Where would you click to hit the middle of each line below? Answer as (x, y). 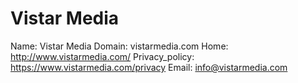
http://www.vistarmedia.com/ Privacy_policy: (102, 56)
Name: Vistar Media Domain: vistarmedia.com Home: (119, 46)
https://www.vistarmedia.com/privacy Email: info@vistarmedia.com (149, 67)
